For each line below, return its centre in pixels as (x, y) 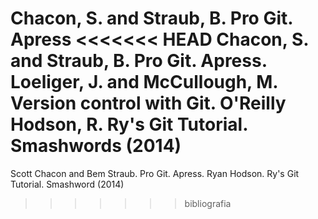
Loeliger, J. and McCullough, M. (144, 82)
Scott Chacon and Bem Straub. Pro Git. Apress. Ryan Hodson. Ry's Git (155, 173)
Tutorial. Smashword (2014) (67, 184)
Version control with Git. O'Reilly (148, 103)
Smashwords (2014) (96, 146)
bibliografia (208, 203)
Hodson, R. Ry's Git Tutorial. (129, 124)
